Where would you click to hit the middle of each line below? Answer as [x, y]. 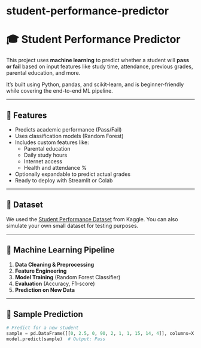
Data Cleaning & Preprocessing [54, 264]
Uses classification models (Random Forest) [69, 136]
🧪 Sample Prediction [45, 314]
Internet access [43, 161]
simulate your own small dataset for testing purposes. [72, 225]
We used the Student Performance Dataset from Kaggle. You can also [92, 219]
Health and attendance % [55, 167]
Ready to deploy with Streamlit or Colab [64, 180]
